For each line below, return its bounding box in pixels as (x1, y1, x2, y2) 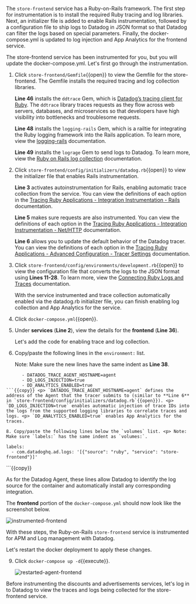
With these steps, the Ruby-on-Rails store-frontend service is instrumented (6, 528, 189, 535)
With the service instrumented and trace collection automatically (14, 292, 171, 298)
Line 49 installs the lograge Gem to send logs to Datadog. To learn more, (14, 149, 190, 156)
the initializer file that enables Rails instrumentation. (14, 173, 139, 179)
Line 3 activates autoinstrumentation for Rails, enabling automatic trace (14, 184, 187, 191)
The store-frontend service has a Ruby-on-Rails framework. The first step (6, 5, 185, 12)
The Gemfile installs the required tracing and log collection (38, 77, 180, 84)
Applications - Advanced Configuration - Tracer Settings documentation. (14, 250, 190, 257)
